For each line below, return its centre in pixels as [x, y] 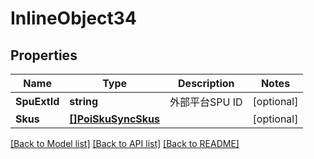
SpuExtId [37, 101]
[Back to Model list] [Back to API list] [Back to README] [125, 143]
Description [206, 83]
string [84, 101]
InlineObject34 [73, 18]
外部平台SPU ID [206, 102]
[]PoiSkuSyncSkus [114, 119]
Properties [44, 55]
